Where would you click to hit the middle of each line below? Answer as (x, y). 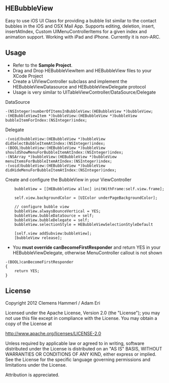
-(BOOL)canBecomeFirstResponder (39, 262)
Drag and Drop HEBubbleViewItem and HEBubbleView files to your (82, 70)
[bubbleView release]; (38, 238)
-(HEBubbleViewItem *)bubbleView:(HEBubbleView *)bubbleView (71, 116)
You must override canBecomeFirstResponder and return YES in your (87, 247)
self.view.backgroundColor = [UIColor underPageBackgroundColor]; (86, 198)
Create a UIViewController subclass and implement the (70, 81)
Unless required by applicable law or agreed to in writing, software (75, 343)
